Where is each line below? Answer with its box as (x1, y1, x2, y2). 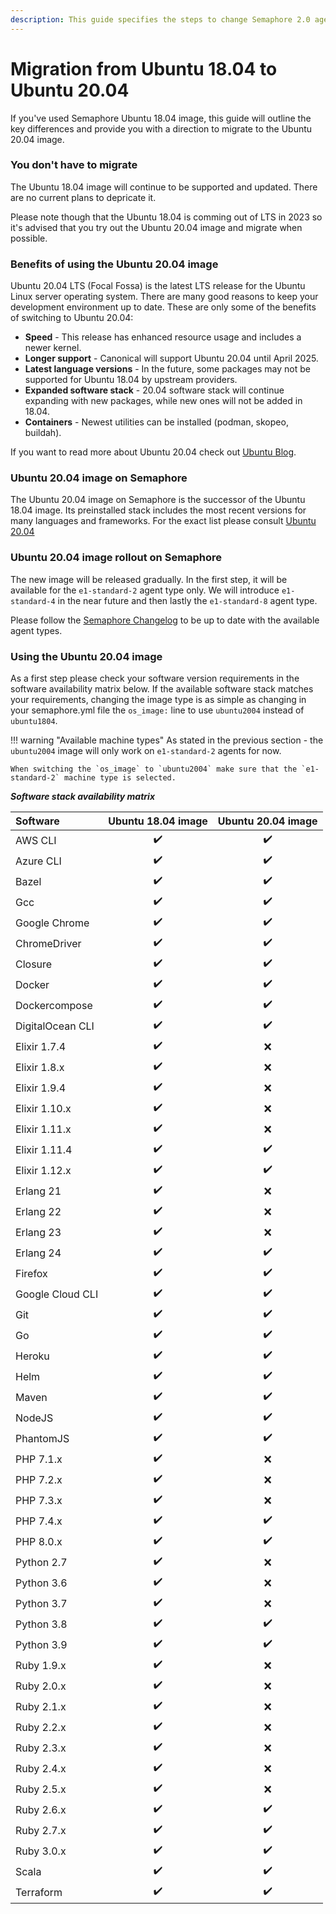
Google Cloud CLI (15, 1287, 99, 1301)
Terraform (15, 1885, 63, 1899)
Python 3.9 (15, 1637, 68, 1651)
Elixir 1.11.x (15, 1122, 72, 1136)
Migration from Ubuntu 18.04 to (10, 57, 278, 80)
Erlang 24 (15, 1246, 62, 1260)
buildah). (24, 427, 62, 439)
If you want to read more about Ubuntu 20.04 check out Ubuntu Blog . (10, 446, 297, 458)
